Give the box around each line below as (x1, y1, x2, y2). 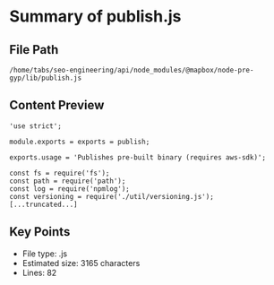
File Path (9, 42, 59, 57)
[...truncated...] (9, 200, 78, 209)
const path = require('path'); (9, 177, 126, 186)
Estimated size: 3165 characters (21, 257, 141, 268)
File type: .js (21, 248, 68, 259)
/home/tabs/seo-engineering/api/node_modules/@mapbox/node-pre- (9, 65, 254, 74)
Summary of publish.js (9, 6, 182, 27)
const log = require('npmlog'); (9, 184, 130, 194)
